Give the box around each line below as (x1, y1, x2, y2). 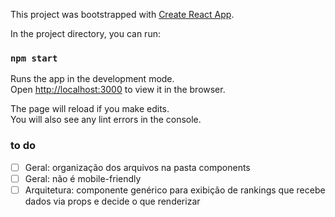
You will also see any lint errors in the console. (10, 114, 202, 126)
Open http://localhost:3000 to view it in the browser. (10, 84, 226, 96)
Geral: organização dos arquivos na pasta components (24, 161, 251, 173)
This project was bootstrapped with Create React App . (10, 9, 235, 20)
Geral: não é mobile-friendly (24, 172, 142, 184)
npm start (10, 52, 58, 64)
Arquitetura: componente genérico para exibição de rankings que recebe (24, 184, 326, 196)
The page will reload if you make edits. (10, 103, 170, 115)
